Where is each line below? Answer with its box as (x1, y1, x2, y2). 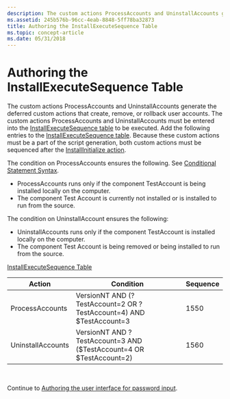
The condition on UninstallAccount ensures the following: (7, 215, 169, 223)
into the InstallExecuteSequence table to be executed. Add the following (7, 124, 210, 132)
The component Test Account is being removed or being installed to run (16, 242, 220, 250)
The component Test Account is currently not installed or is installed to (16, 194, 217, 203)
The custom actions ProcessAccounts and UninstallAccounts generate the (7, 102, 217, 110)
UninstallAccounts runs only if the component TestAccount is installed (16, 228, 216, 236)
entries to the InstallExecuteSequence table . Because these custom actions (7, 131, 220, 140)
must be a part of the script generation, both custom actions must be (7, 138, 202, 147)
